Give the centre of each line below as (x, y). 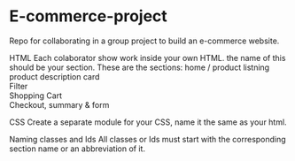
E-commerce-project (89, 16)
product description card (54, 76)
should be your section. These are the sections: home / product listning (140, 67)
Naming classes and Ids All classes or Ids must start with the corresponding (147, 139)
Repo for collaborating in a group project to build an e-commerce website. (144, 41)
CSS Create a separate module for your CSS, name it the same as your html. (148, 122)
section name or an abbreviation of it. (78, 149)
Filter (19, 86)
